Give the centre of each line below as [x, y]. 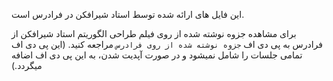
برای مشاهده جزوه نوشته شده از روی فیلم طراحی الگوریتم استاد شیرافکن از [154, 33]
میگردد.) [27, 65]
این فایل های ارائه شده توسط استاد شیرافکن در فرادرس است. [128, 14]
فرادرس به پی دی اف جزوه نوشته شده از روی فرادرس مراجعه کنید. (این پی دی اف [167, 44]
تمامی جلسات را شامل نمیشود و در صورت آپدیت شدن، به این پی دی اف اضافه [157, 55]
